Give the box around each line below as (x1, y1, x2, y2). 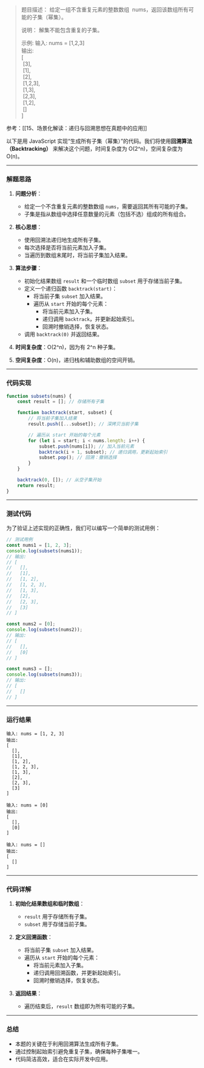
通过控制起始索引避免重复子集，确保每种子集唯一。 (15, 1047, 143, 1055)
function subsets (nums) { (6, 393, 72, 399)
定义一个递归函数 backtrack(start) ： (24, 285, 118, 293)
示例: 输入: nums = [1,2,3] (21, 40, 85, 46)
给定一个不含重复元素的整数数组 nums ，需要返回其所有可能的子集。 (24, 203, 191, 210)
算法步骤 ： (15, 265, 42, 272)
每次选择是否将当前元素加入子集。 (24, 244, 110, 251)
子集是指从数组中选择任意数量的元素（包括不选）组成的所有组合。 (24, 210, 189, 218)
